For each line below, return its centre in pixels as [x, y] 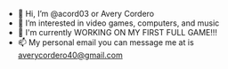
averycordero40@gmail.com [70, 55]
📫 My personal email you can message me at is [106, 42]
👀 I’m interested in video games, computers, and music [118, 23]
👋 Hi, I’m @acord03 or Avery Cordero [85, 14]
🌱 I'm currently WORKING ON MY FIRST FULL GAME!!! [118, 32]
